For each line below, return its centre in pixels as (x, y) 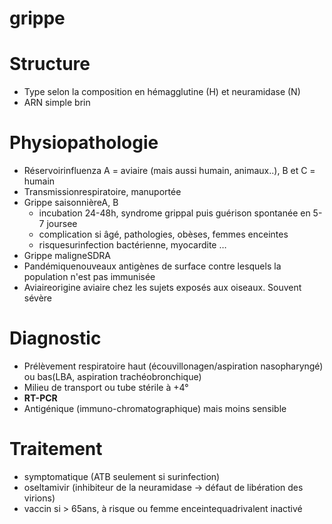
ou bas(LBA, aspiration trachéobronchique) (112, 376)
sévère (38, 298)
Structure (50, 64)
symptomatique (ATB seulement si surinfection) (122, 476)
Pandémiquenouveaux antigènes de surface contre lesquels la (152, 266)
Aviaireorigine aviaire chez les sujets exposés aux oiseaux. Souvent (162, 288)
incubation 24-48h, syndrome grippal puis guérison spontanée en (174, 213)
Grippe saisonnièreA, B (71, 203)
